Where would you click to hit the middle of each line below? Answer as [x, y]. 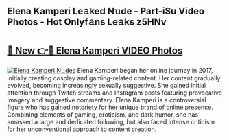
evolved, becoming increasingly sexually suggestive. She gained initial [107, 85]
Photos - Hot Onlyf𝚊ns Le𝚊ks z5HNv [87, 22]
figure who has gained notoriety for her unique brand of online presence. [110, 107]
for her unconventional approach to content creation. [82, 129]
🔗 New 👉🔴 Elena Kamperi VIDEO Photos [95, 50]
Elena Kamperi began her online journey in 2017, [145, 70]
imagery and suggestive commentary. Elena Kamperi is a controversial [107, 100]
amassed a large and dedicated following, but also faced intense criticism [111, 122]
